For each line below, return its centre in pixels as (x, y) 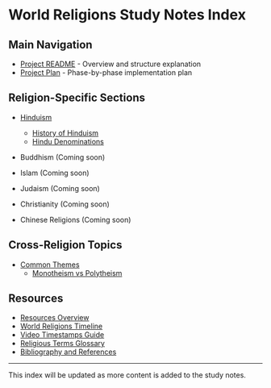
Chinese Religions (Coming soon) (75, 219)
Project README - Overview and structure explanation (110, 64)
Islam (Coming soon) (55, 173)
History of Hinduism (65, 133)
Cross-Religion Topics (65, 245)
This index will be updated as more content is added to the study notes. (127, 375)
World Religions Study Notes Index (127, 15)
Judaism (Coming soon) (60, 188)
